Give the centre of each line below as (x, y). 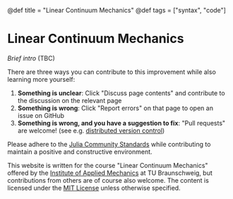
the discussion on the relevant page (70, 100)
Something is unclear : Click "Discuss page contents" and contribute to (121, 93)
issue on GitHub (41, 115)
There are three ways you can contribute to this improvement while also (112, 72)
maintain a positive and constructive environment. (80, 152)
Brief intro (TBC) (31, 58)
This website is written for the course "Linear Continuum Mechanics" (108, 165)
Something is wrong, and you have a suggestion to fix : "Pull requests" (121, 123)
